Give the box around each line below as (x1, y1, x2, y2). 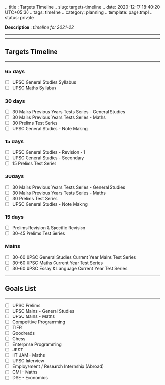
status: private (5, 15, 34, 20)
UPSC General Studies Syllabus (12, 79, 76, 85)
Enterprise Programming (12, 341, 62, 347)
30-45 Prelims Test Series (12, 230, 65, 236)
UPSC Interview (12, 358, 45, 364)
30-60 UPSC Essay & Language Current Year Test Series (12, 265, 128, 271)
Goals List (5, 284, 36, 293)
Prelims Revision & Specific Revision (12, 225, 86, 231)
